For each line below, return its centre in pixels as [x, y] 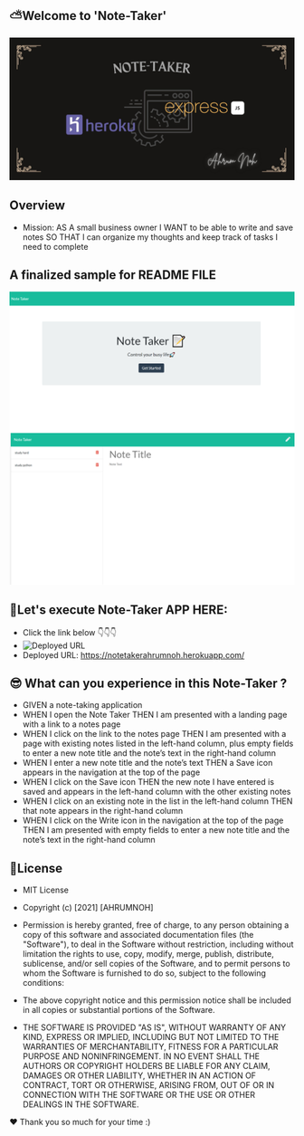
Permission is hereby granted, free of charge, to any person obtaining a [156, 925]
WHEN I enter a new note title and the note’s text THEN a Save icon [147, 763]
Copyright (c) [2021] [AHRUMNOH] [88, 908]
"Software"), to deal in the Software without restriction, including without [158, 944]
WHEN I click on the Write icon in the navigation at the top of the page [153, 821]
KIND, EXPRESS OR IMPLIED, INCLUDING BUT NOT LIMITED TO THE [151, 1037]
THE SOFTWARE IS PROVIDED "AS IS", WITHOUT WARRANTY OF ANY [154, 1027]
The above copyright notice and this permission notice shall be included [157, 1000]
